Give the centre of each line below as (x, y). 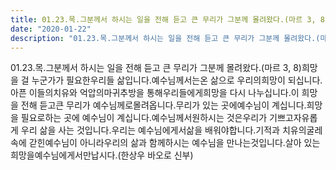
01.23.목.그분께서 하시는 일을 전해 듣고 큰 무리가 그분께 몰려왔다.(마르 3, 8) (156, 68)
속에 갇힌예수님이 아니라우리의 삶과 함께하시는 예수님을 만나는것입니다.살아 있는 (165, 143)
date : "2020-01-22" (51, 29)
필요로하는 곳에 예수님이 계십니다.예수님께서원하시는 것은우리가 (144, 118)
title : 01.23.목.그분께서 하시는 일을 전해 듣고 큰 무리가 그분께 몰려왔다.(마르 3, (163, 19)
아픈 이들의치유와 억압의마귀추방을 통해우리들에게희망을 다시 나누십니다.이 (155, 93)
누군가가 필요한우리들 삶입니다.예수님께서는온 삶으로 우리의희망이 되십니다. (177, 80)
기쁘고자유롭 (293, 118)
